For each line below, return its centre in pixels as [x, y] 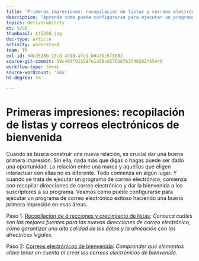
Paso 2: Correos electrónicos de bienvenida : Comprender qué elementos [95, 246]
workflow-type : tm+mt [33, 67]
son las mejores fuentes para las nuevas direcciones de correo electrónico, [98, 222]
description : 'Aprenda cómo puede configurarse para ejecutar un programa [100, 17]
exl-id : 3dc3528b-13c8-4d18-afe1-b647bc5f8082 [65, 56]
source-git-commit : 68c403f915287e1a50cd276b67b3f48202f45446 [84, 61]
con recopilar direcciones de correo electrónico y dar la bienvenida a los [94, 186]
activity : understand [33, 45]
